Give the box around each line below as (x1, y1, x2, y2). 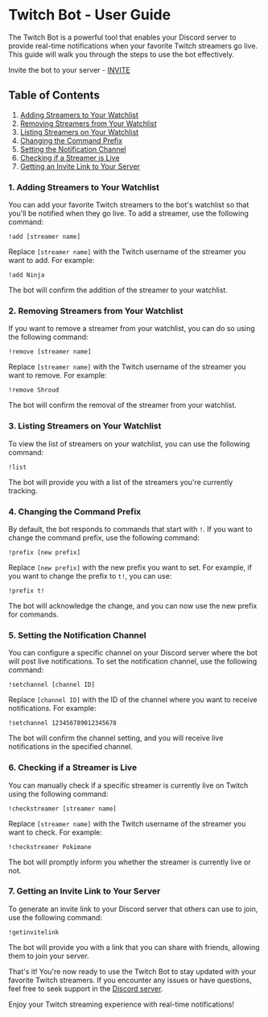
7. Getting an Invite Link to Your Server (8, 885, 161, 897)
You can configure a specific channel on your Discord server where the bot (8, 648, 258, 658)
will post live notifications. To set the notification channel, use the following (8, 656, 258, 667)
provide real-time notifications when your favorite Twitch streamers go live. (8, 40, 258, 50)
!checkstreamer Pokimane (8, 843, 92, 851)
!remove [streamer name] (8, 348, 92, 356)
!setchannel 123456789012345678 (8, 719, 117, 727)
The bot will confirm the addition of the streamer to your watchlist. (8, 285, 228, 295)
